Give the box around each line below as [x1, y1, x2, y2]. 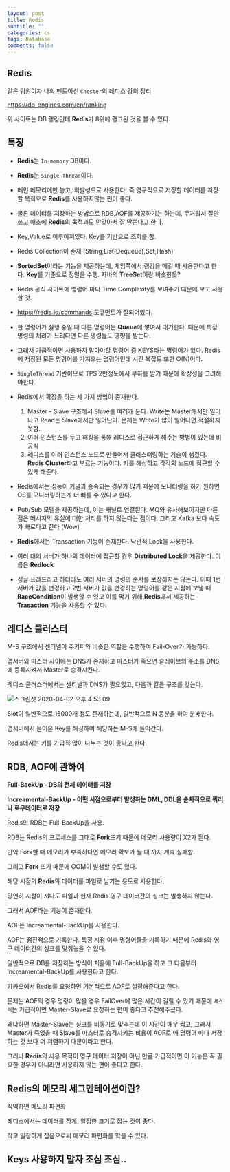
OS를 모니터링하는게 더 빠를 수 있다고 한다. [16, 491, 133, 499]
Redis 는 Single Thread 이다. [16, 171, 94, 179]
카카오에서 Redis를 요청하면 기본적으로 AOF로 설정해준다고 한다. [7, 983, 180, 991]
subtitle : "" [7, 23, 45, 30]
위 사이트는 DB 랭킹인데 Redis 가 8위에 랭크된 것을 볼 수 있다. [7, 114, 170, 123]
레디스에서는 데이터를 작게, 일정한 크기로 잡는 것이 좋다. [7, 1117, 156, 1125]
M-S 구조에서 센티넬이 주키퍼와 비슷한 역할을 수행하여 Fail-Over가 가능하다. [7, 642, 211, 651]
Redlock [30, 560, 54, 568]
